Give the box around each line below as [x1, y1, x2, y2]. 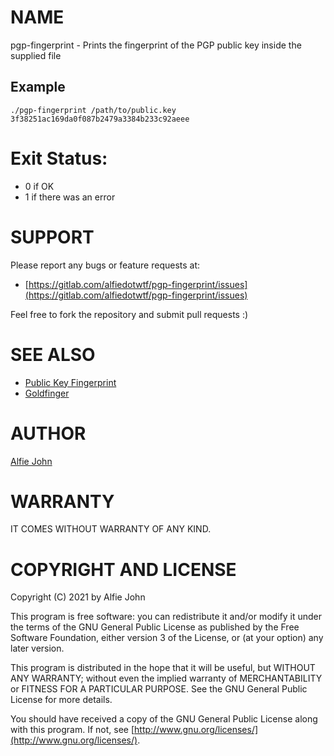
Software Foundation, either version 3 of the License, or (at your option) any [10, 632, 324, 644]
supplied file [10, 49, 62, 61]
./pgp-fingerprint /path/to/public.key [10, 105, 177, 115]
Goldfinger [24, 387, 70, 399]
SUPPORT [10, 226, 95, 248]
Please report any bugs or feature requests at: [10, 259, 201, 271]
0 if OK [24, 180, 55, 192]
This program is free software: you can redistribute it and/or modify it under [10, 611, 322, 623]
